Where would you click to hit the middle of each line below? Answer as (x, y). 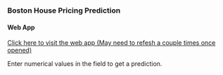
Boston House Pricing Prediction (64, 11)
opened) (20, 50)
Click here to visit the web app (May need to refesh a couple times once (111, 43)
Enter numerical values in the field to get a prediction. (85, 64)
